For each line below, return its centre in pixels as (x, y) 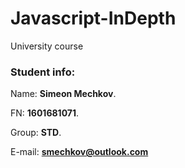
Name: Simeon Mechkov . (63, 94)
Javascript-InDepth (93, 18)
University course (47, 46)
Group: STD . (36, 133)
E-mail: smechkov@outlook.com (79, 152)
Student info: (43, 72)
